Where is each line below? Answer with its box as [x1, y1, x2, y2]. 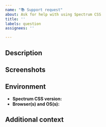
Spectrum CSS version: [12, 96, 62, 102]
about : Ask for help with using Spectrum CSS [5, 12, 101, 17]
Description [5, 48, 42, 57]
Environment [5, 83, 46, 91]
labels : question [5, 21, 41, 26]
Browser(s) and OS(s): [12, 101, 60, 107]
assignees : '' [5, 26, 35, 31]
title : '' [5, 16, 26, 21]
